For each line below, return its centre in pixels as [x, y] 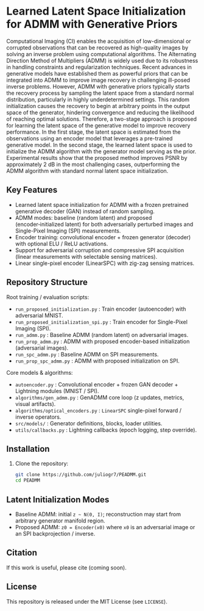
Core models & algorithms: [40, 372]
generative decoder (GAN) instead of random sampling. [85, 211]
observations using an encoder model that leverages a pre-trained [90, 138]
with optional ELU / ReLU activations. [62, 244]
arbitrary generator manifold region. [60, 521]
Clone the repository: [42, 464]
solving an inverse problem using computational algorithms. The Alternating [101, 54]
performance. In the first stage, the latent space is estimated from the [93, 132]
